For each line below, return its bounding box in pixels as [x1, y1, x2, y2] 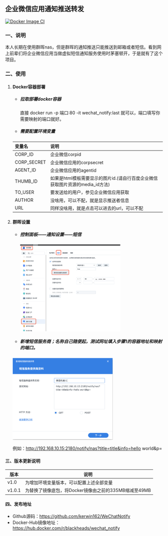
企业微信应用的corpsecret [50, 159, 103, 165]
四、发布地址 [5, 501, 31, 507]
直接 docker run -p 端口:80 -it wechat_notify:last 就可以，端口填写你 [19, 110, 160, 116]
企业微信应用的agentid [50, 167, 96, 173]
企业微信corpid [50, 152, 81, 158]
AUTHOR [14, 197, 33, 203]
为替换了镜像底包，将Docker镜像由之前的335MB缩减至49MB [24, 487, 151, 493]
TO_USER [14, 189, 34, 195]
